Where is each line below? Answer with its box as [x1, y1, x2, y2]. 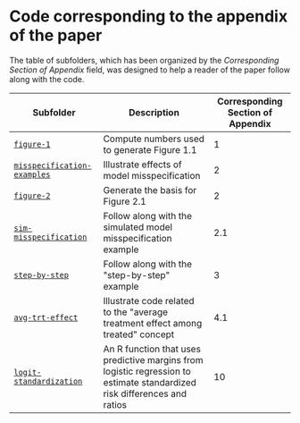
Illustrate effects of [103, 158, 182, 171]
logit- [13, 367, 42, 377]
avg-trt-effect [13, 312, 79, 323]
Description [128, 106, 180, 118]
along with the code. [9, 73, 85, 84]
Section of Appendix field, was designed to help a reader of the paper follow [9, 64, 290, 75]
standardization [13, 376, 83, 386]
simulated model [103, 221, 172, 233]
